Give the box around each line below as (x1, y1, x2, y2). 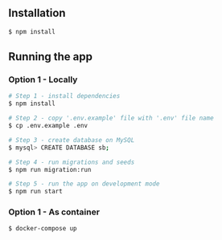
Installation (8, 6, 66, 20)
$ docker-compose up (8, 225, 78, 233)
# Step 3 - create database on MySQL (8, 136, 135, 144)
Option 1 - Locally (8, 74, 78, 85)
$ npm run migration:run (8, 165, 92, 173)
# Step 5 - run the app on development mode (8, 180, 160, 188)
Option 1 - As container (8, 206, 101, 218)
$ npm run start (8, 188, 63, 196)
